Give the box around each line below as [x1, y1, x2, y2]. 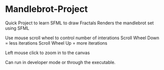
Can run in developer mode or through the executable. [5, 59, 116, 65]
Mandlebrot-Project [5, 3, 88, 15]
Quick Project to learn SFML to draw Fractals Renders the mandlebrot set [5, 20, 154, 26]
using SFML [5, 25, 30, 31]
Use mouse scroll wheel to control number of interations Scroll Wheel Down [5, 35, 160, 41]
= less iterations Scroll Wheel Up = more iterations [5, 40, 108, 46]
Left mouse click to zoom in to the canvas [5, 50, 90, 56]
